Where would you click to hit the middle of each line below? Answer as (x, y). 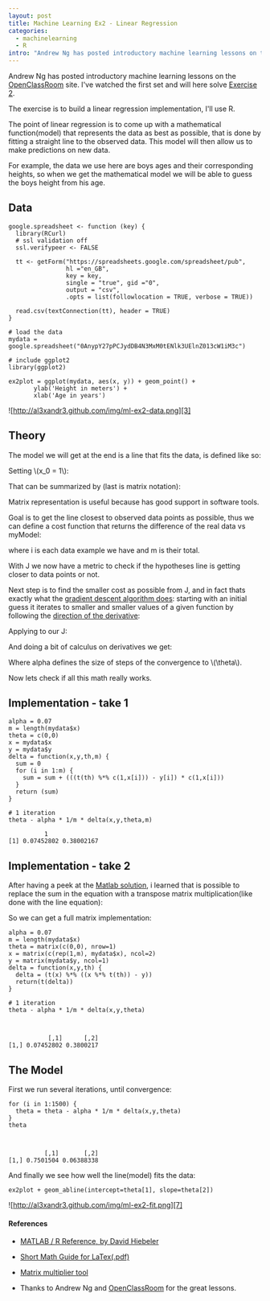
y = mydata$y (30, 750)
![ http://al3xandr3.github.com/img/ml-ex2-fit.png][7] (96, 1205)
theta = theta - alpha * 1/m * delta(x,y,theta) (98, 1111)
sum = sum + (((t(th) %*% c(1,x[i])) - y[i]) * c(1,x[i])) (124, 778)
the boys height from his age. (57, 183)
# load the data (35, 332)
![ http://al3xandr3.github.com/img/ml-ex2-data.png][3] (100, 410)
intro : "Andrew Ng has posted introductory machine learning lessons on (133, 53)
